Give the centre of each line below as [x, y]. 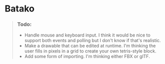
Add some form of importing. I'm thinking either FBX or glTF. [87, 56]
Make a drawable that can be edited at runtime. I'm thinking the [90, 46]
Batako [20, 9]
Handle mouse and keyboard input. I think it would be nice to [87, 35]
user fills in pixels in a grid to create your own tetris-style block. [90, 51]
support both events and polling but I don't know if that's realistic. [93, 40]
